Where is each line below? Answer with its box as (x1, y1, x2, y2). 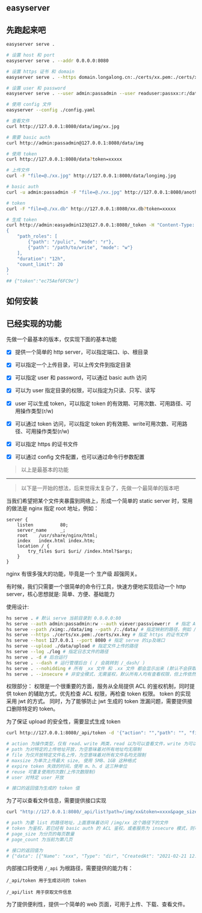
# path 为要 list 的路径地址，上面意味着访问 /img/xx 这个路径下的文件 (6, 820, 168, 826)
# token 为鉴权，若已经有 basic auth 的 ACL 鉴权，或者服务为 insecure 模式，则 (6, 825, 195, 832)
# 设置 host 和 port (6, 52, 55, 58)
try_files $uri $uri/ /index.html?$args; (28, 548, 133, 554)
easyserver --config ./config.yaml (6, 107, 96, 113)
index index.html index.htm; (17, 538, 96, 544)
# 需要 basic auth (6, 134, 50, 140)
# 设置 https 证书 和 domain (6, 69, 75, 75)
